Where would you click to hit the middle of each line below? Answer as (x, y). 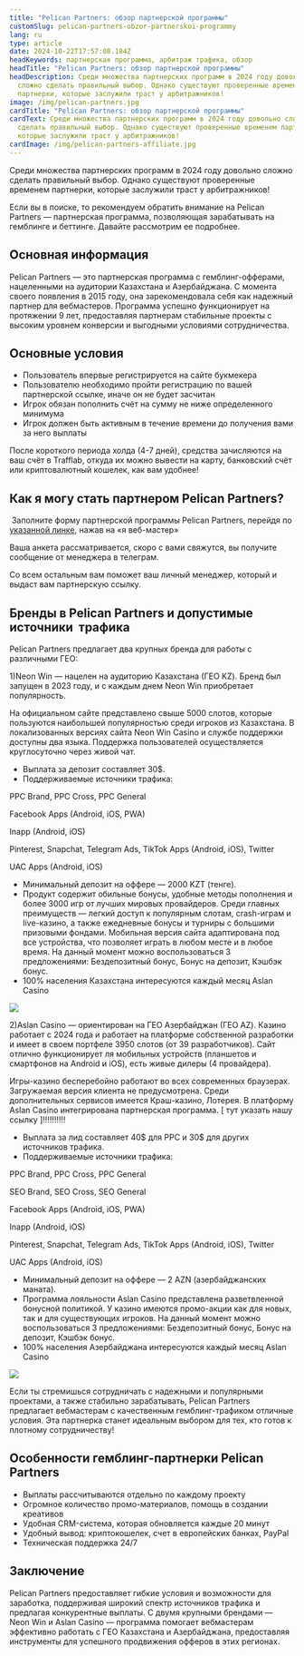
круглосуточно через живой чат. (72, 751)
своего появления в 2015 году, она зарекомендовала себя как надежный (152, 296)
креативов (43, 1514)
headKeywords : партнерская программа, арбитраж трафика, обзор (131, 60)
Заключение (47, 1571)
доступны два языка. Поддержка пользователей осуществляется (137, 742)
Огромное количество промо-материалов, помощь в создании (145, 1504)
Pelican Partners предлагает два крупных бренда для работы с (131, 649)
